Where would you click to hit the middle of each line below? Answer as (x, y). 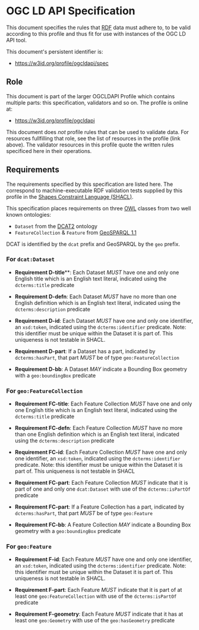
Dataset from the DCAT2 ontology (56, 226)
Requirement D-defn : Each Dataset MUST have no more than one (96, 297)
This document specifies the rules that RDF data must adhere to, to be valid (99, 27)
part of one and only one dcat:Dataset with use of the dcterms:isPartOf (103, 489)
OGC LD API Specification (71, 11)
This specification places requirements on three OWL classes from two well (99, 208)
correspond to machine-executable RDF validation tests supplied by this (94, 190)
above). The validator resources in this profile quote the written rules (90, 145)
